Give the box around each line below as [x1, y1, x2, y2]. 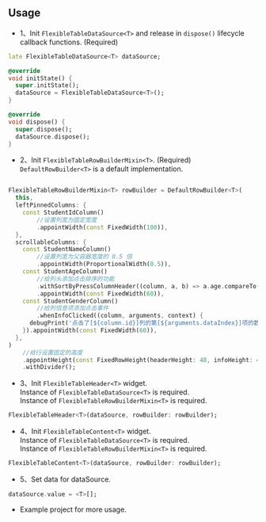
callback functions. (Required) [19, 37, 119, 47]
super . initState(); [15, 82, 80, 90]
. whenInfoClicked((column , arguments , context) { [36, 312, 203, 320]
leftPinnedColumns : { [15, 201, 87, 209]
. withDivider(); [22, 364, 77, 371]
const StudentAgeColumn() [22, 268, 108, 276]
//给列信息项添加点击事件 [36, 304, 109, 312]
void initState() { [8, 74, 73, 82]
